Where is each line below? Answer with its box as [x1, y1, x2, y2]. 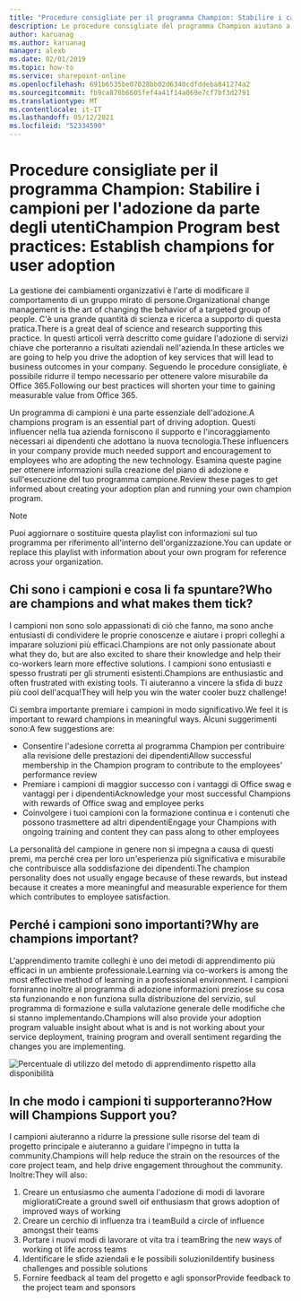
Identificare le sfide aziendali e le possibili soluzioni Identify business [21, 1253, 275, 1264]
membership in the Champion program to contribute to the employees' [21, 759, 283, 770]
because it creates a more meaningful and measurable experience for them [9, 881, 288, 892]
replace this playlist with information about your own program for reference [9, 546, 287, 557]
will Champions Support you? [9, 1107, 177, 1123]
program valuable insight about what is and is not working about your [9, 1021, 266, 1032]
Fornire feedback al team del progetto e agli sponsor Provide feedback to [21, 1272, 291, 1283]
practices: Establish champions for [9, 237, 275, 256]
